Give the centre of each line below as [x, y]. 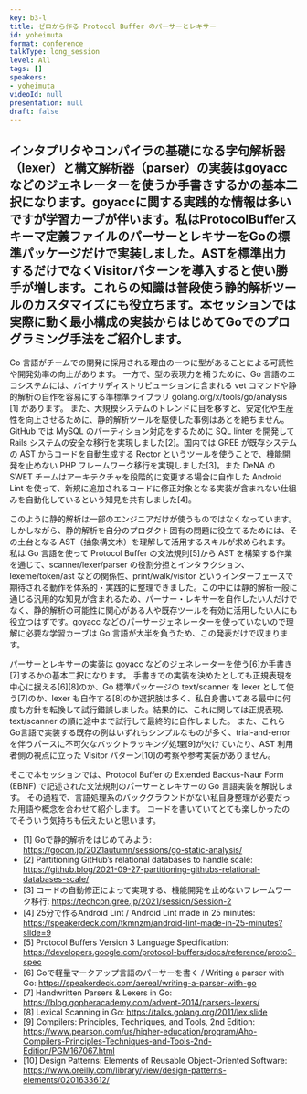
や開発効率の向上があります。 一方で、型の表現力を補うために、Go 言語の [148, 374]
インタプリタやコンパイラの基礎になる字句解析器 [148, 150]
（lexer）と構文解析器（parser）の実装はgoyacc [148, 168]
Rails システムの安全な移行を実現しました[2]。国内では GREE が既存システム [153, 443]
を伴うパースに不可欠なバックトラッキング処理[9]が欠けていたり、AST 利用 [152, 744]
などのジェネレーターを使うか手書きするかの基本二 [153, 185]
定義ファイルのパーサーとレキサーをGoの [162, 236]
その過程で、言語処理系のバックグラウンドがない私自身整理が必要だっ [159, 798]
